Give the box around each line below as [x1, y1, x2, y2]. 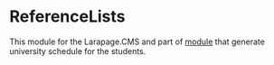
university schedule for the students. [9, 45, 146, 56]
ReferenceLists [9, 6, 126, 27]
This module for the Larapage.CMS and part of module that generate [9, 36, 265, 47]
